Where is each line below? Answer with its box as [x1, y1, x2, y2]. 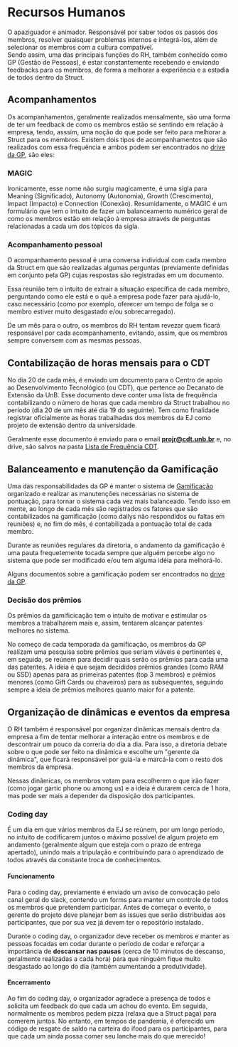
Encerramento [7, 978, 51, 987]
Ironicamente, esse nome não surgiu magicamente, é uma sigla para [7, 184, 207, 193]
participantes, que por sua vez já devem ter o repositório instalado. [7, 918, 204, 926]
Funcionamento [7, 871, 55, 880]
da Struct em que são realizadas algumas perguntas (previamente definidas [7, 264, 229, 272]
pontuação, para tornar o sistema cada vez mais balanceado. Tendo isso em [7, 497, 231, 505]
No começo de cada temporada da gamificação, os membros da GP [7, 640, 207, 649]
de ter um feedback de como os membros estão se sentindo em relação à [7, 120, 224, 129]
